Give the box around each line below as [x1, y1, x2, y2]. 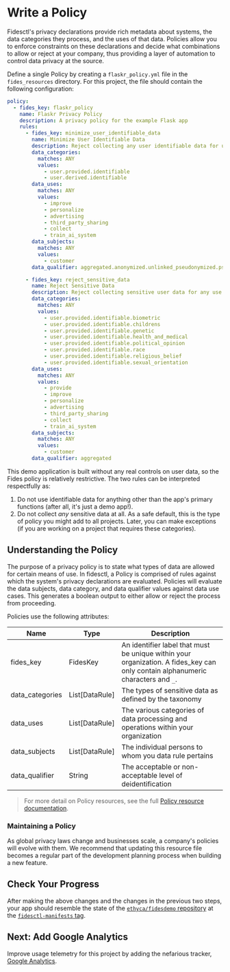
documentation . [23, 804, 68, 812]
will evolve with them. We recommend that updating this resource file [7, 844, 203, 853]
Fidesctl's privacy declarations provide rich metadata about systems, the [7, 27, 212, 36]
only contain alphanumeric [121, 666, 207, 675]
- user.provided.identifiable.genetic [43, 327, 155, 334]
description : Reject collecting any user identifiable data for [31, 143, 219, 150]
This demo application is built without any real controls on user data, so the [7, 467, 219, 475]
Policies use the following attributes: [7, 612, 110, 621]
